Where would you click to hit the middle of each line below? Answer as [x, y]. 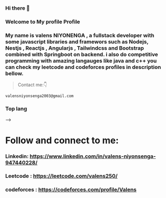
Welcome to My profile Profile [43, 21]
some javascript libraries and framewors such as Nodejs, [77, 42]
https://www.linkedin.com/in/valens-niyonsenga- [93, 156]
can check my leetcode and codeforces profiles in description [83, 67]
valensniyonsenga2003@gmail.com [39, 96]
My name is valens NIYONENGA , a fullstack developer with [80, 35]
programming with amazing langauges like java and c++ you [81, 60]
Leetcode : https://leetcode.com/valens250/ [61, 176]
